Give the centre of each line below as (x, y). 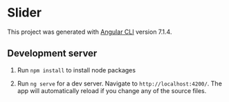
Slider (25, 13)
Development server (52, 53)
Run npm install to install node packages (76, 70)
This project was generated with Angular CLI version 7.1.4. (90, 32)
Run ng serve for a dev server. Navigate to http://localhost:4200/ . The (120, 83)
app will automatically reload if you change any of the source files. (112, 90)
